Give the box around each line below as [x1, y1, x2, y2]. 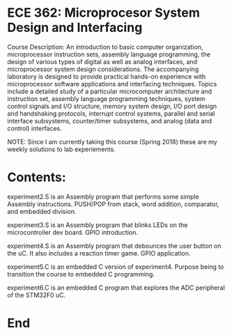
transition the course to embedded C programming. [7, 270, 155, 278]
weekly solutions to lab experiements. [7, 145, 116, 153]
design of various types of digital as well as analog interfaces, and [7, 57, 197, 65]
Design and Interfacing [7, 20, 143, 36]
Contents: [7, 169, 66, 185]
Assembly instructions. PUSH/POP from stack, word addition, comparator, [7, 200, 219, 208]
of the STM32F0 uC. [7, 290, 66, 299]
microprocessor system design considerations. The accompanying [7, 65, 199, 73]
